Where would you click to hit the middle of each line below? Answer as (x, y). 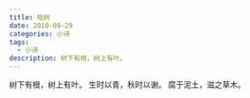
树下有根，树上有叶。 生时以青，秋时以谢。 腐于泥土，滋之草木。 (127, 84)
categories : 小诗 (40, 34)
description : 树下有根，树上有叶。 (68, 58)
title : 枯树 (30, 17)
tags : (19, 42)
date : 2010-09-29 (41, 26)
